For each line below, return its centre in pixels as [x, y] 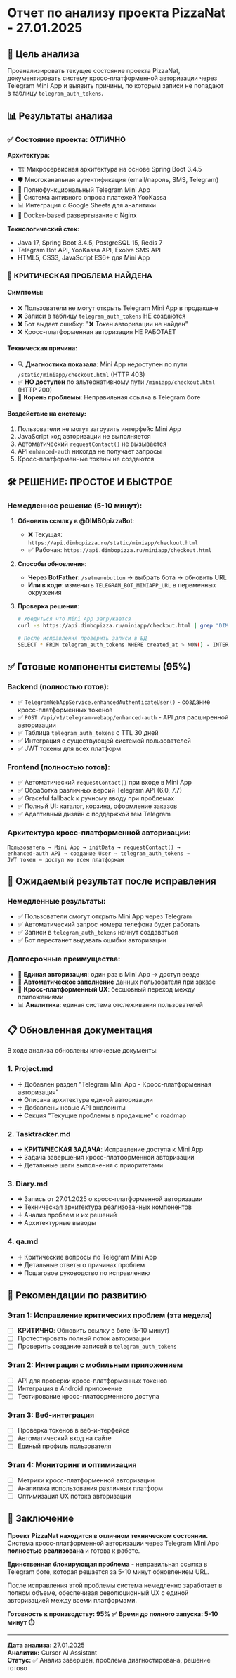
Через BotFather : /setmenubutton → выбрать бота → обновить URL [127, 577]
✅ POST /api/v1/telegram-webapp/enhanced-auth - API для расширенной [123, 717]
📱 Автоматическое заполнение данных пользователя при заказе [117, 982]
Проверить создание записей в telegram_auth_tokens [97, 1346]
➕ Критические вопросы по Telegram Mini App [87, 1257]
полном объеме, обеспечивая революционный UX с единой [98, 1593]
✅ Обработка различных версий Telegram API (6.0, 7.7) [100, 790]
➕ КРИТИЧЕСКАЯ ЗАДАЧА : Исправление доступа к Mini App [110, 1149]
